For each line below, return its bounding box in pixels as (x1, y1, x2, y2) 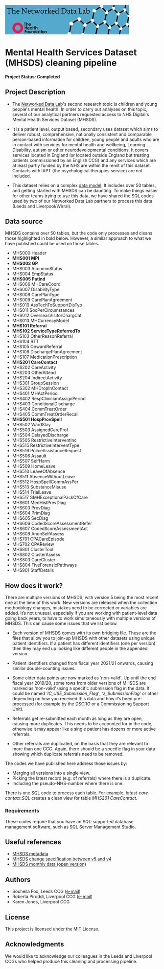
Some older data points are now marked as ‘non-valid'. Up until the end (12, 675, 156, 681)
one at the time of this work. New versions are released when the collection (5, 600, 158, 606)
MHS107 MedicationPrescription (12, 354, 77, 360)
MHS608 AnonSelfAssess (12, 531, 65, 537)
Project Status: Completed (5, 73, 60, 80)
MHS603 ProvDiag (12, 505, 50, 511)
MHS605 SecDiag (12, 515, 48, 521)
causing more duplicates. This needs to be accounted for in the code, (12, 721, 153, 727)
